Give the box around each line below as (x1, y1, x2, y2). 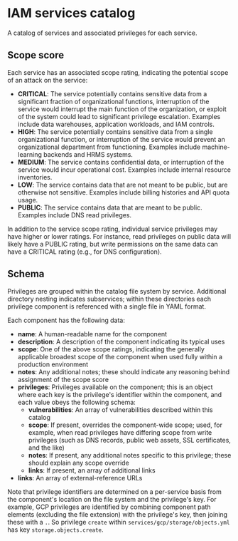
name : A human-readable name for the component (17, 329, 168, 338)
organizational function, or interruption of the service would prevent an (17, 135, 225, 143)
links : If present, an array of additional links (28, 465, 156, 475)
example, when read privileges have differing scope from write (28, 428, 212, 436)
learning (17, 150, 43, 158)
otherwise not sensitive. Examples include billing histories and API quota (17, 187, 229, 197)
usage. (17, 195, 38, 204)
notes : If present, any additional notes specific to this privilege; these (28, 450, 232, 459)
